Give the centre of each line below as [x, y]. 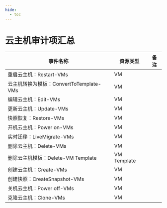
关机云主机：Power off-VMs [41, 189]
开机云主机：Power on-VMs [41, 127]
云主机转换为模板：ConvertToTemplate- [54, 84]
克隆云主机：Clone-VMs [37, 198]
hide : [11, 10]
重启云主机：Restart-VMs [38, 75]
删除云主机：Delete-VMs [37, 146]
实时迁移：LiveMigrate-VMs [41, 137]
